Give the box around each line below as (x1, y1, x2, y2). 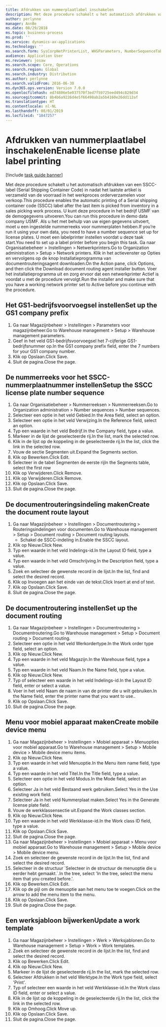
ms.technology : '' (5, 44, 43, 49)
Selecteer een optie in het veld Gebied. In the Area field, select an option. (12, 412, 161, 418)
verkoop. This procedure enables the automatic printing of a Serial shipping (5, 197, 158, 203)
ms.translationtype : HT (5, 100, 55, 104)
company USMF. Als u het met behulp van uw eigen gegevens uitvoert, (5, 218, 150, 224)
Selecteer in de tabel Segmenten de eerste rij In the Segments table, (12, 460, 150, 465)
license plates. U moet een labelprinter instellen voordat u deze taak (5, 234, 144, 240)
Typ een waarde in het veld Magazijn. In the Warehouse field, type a (12, 656, 150, 662)
